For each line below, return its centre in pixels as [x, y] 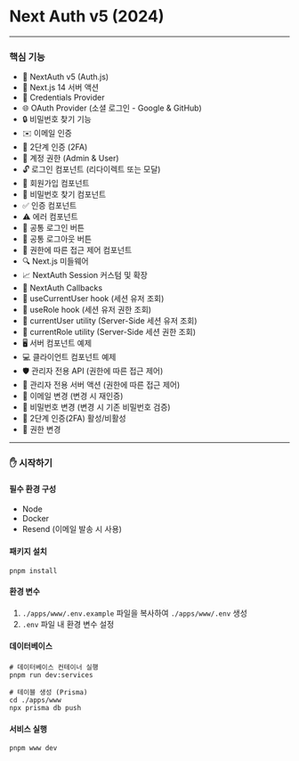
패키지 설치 [28, 551]
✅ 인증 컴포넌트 [49, 206]
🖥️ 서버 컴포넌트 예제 [57, 343]
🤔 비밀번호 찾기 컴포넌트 [64, 194]
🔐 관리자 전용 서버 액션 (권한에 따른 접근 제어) [101, 385]
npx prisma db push [45, 708]
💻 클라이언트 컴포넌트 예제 [69, 357]
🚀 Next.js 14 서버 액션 [61, 87]
